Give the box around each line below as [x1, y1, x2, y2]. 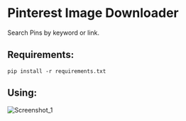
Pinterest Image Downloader [7, 5, 179, 21]
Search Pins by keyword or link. [7, 28, 100, 37]
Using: [7, 87, 38, 99]
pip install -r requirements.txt [7, 67, 106, 75]
